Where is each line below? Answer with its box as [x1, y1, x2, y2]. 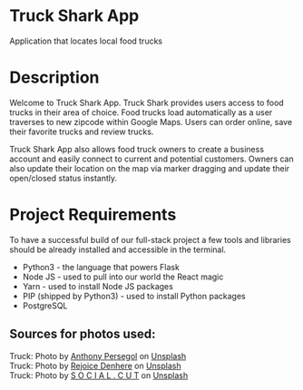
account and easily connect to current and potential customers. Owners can [9, 153, 294, 164]
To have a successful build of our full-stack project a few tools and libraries [9, 234, 292, 245]
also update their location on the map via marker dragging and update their [9, 162, 290, 173]
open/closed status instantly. [9, 172, 118, 183]
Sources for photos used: [9, 327, 156, 342]
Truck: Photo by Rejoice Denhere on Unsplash [9, 360, 181, 371]
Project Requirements [9, 205, 177, 225]
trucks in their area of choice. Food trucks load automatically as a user [9, 106, 273, 118]
